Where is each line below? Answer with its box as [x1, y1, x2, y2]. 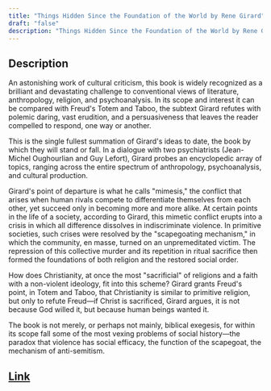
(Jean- [221, 145, 244, 155]
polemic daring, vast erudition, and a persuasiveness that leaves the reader [8, 112, 259, 122]
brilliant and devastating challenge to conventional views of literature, [8, 86, 240, 97]
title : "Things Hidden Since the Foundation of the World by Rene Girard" [8, 11, 265, 20]
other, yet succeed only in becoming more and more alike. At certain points [8, 203, 258, 214]
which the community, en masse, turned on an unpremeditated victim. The [8, 238, 256, 247]
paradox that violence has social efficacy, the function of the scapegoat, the [8, 338, 262, 347]
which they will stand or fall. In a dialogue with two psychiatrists [8, 145, 220, 155]
